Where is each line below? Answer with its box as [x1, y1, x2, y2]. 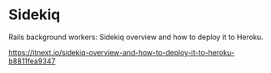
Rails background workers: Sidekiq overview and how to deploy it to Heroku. [8, 32, 264, 42]
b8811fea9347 [8, 56, 56, 66]
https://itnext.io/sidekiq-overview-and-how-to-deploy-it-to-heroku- [8, 47, 235, 57]
